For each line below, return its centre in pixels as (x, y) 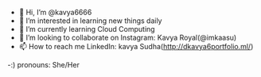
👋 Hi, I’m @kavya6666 (55, 12)
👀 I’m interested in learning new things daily (90, 21)
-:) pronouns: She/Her (44, 65)
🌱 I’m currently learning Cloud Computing (87, 29)
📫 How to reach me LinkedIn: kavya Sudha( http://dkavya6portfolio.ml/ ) (136, 46)
